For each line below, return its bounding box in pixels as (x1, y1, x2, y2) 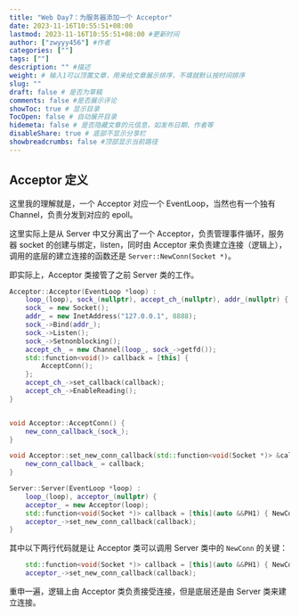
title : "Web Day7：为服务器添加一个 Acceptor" (9, 12, 174, 22)
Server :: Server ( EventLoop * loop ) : (9, 484, 141, 493)
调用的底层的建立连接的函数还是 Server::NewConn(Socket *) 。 (9, 251, 236, 261)
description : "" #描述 (9, 63, 91, 72)
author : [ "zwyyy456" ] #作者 (9, 37, 111, 47)
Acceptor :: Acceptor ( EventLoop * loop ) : (9, 287, 158, 296)
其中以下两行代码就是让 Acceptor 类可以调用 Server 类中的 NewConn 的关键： (9, 543, 287, 554)
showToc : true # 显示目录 (9, 104, 101, 113)
